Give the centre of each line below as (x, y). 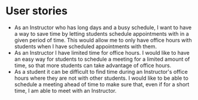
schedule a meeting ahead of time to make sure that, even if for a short (102, 84)
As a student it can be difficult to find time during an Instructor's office (101, 71)
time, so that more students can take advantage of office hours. (93, 65)
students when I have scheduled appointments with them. (86, 46)
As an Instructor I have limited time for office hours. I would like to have (102, 52)
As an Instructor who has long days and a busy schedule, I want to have (103, 27)
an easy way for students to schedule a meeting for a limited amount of (102, 59)
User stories (37, 11)
